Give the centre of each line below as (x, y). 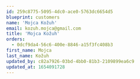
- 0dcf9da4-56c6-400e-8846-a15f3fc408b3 (62, 45)
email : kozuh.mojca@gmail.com (44, 28)
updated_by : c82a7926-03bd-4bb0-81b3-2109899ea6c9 (70, 61)
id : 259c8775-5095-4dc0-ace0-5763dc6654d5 (60, 12)
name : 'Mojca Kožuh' (32, 23)
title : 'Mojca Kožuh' (33, 34)
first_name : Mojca (29, 50)
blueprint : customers (33, 17)
